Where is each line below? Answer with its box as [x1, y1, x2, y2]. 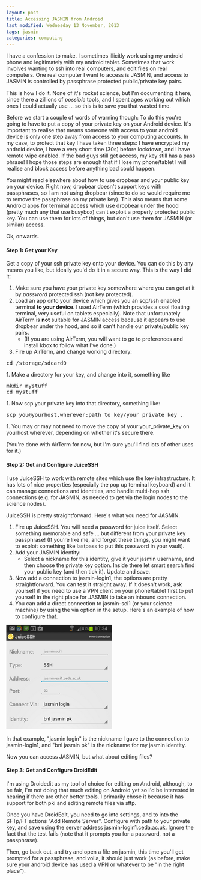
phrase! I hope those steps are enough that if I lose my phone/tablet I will [6, 159, 187, 166]
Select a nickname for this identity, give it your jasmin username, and [23, 555, 194, 562]
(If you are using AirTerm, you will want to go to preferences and [23, 335, 183, 342]
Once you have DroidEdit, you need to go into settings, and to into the [6, 811, 178, 818]
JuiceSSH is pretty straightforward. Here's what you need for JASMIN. [6, 511, 181, 519]
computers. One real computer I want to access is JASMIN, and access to [6, 71, 189, 79]
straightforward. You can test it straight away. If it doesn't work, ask [14, 580, 182, 588]
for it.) [6, 448, 22, 455]
